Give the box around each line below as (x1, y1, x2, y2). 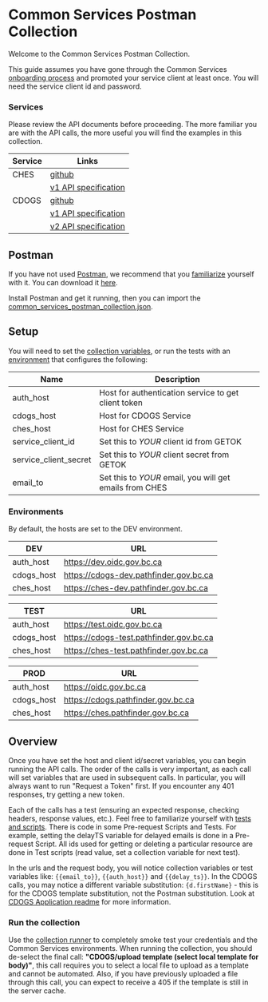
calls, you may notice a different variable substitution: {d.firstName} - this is (8, 880, 259, 889)
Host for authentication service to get (99, 387, 239, 398)
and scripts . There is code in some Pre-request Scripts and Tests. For (8, 821, 237, 832)
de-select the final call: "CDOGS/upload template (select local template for (8, 952, 259, 962)
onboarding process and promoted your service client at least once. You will (8, 73, 259, 82)
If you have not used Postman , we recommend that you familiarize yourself (8, 269, 254, 279)
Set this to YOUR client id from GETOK (99, 435, 242, 447)
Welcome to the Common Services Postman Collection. (8, 49, 191, 58)
